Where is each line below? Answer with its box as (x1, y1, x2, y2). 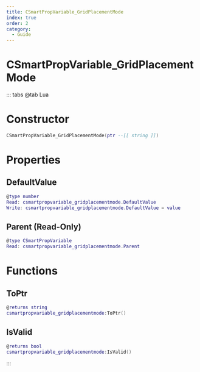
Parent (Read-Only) (6, 221, 81, 232)
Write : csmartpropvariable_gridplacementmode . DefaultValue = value (6, 205, 181, 211)
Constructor (6, 112, 70, 126)
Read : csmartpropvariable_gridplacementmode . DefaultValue (6, 199, 156, 205)
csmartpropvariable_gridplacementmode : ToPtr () (6, 310, 126, 316)
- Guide (12, 32, 32, 38)
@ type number (6, 193, 40, 199)
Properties (6, 153, 61, 167)
